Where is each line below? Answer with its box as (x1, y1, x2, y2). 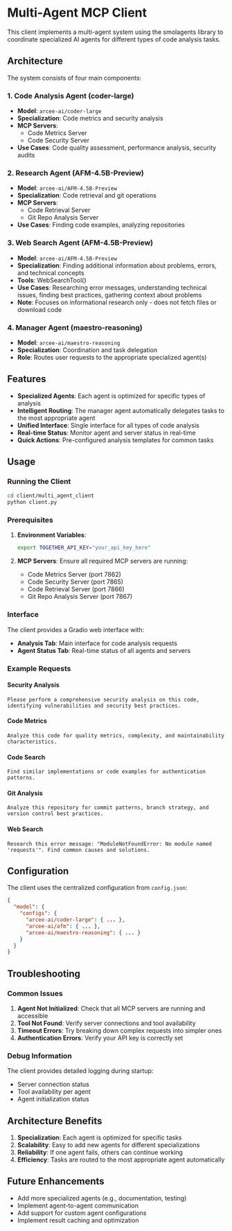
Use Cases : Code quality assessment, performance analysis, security (17, 143, 217, 152)
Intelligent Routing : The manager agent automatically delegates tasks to (17, 406, 225, 414)
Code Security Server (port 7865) (27, 577, 123, 586)
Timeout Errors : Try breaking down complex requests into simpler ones (17, 1026, 222, 1034)
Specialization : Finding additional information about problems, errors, (17, 261, 217, 270)
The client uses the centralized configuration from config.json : (7, 884, 188, 892)
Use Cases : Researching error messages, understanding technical (17, 283, 207, 292)
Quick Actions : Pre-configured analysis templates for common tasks (17, 435, 214, 444)
